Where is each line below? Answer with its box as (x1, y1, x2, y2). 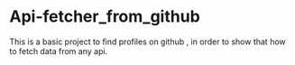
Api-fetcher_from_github (9, 6, 200, 27)
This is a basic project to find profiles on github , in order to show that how (9, 36, 286, 47)
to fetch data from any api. (9, 45, 108, 56)
